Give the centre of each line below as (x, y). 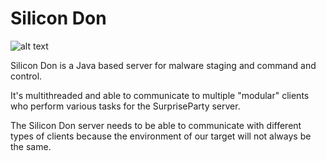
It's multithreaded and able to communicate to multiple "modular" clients (160, 95)
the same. (31, 146)
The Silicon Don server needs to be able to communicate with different (156, 125)
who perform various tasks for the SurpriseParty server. (125, 106)
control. (26, 76)
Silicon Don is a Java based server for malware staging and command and (163, 65)
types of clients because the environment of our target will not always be (161, 136)
